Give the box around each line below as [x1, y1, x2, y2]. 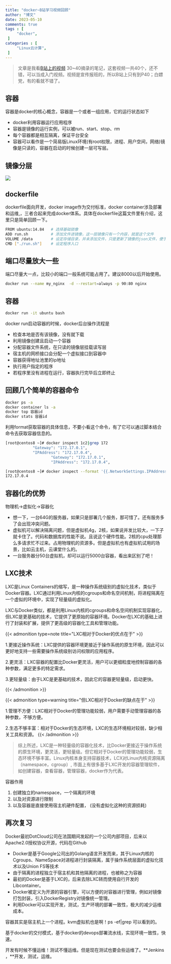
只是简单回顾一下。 [9, 217, 50, 223]
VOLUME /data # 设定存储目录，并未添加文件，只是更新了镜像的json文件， [5, 236, 159, 242]
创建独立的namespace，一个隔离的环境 [12, 789, 96, 795]
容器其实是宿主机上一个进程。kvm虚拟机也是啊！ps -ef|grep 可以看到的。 [5, 919, 160, 925]
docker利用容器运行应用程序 [12, 120, 72, 126]
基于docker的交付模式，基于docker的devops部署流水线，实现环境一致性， [5, 929, 161, 935]
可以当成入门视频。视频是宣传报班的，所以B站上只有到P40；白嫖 [26, 71, 163, 77]
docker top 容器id [5, 409, 43, 414]
